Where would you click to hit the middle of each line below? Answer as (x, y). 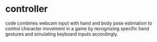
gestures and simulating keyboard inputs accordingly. (62, 34)
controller (27, 9)
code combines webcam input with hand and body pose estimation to (79, 23)
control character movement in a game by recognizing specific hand (77, 28)
